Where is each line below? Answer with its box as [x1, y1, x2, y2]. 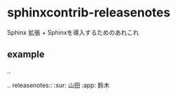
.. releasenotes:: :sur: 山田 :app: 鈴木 [7, 81, 110, 89]
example [7, 49, 45, 60]
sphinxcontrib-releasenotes [7, 5, 171, 21]
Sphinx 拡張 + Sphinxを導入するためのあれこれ [7, 28, 139, 36]
